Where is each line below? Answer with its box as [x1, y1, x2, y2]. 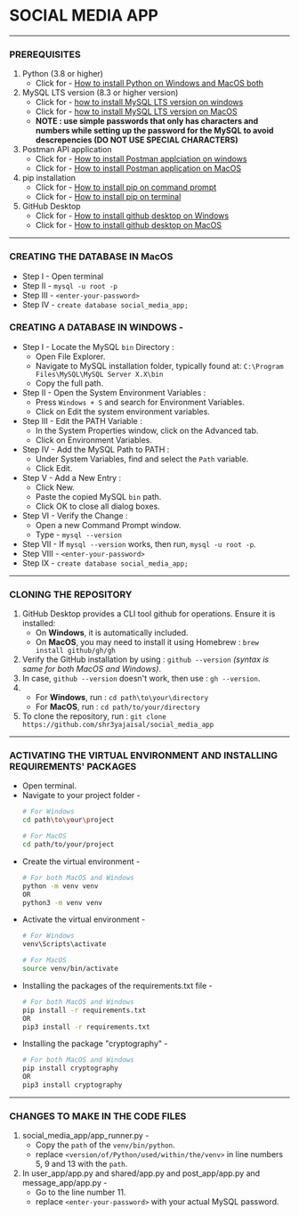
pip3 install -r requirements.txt [21, 1022, 150, 1032]
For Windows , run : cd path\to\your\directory [35, 692, 209, 703]
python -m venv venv [21, 881, 99, 891]
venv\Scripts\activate [21, 940, 107, 949]
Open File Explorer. [35, 351, 106, 362]
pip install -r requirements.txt [21, 1006, 147, 1015]
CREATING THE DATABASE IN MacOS [9, 250, 174, 263]
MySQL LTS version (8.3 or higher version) [21, 87, 179, 98]
